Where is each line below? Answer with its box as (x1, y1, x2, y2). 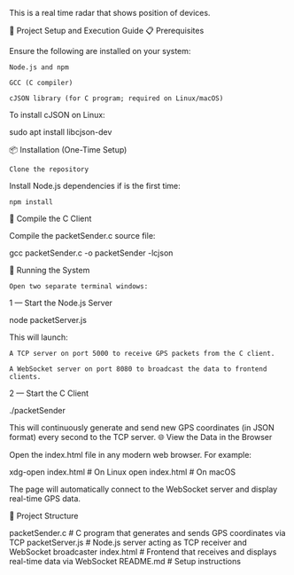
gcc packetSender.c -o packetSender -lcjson (9, 248, 174, 258)
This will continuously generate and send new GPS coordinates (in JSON (9, 422, 275, 433)
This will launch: (9, 332, 68, 343)
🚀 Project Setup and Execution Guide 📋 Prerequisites (9, 26, 205, 35)
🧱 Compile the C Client (9, 213, 92, 224)
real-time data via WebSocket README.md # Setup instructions (9, 556, 242, 566)
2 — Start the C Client (9, 388, 89, 398)
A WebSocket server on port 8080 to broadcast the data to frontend (9, 365, 267, 374)
